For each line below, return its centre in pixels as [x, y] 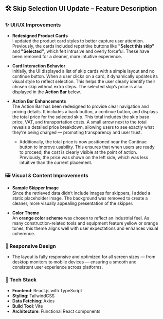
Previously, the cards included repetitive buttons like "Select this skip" [83, 46]
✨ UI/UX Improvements [33, 25]
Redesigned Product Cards [40, 36]
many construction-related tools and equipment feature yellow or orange [85, 223]
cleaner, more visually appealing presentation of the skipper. [73, 203]
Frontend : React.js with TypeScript [47, 290]
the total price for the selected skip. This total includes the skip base [81, 117]
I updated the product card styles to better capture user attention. [78, 40]
